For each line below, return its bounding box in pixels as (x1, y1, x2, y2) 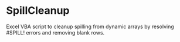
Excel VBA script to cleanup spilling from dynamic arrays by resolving (6, 23, 174, 30)
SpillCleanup (6, 4, 70, 17)
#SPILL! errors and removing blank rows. (6, 29, 105, 36)
